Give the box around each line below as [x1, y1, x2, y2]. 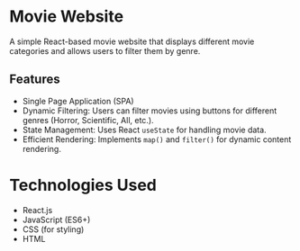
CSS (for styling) [22, 223, 85, 235]
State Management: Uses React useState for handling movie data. [22, 124, 268, 135]
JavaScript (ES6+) [22, 214, 91, 225]
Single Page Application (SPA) [22, 95, 134, 106]
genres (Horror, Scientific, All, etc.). [22, 114, 155, 125]
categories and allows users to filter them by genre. [9, 45, 201, 56]
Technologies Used [9, 175, 158, 195]
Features [9, 72, 60, 87]
